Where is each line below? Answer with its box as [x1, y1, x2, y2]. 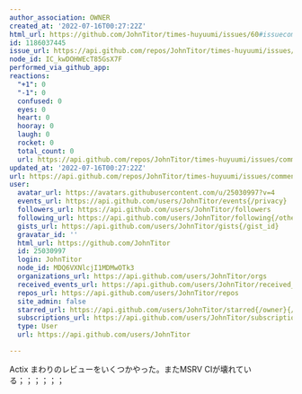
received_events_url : [17, 280, 99, 289]
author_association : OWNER [9, 13, 111, 22]
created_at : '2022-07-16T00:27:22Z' [9, 22, 147, 31]
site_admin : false [17, 297, 87, 306]
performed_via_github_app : [9, 64, 111, 73]
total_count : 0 [17, 146, 75, 155]
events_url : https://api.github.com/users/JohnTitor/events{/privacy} [17, 197, 288, 206]
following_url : [17, 213, 75, 223]
